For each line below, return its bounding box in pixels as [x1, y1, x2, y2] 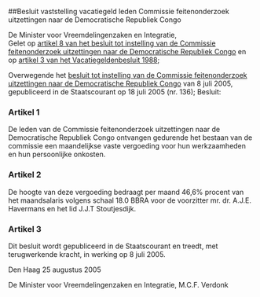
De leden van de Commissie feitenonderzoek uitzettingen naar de [8, 125, 221, 134]
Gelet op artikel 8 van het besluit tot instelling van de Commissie [8, 38, 216, 48]
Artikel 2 [8, 169, 42, 180]
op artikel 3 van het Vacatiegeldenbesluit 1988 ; [8, 55, 160, 64]
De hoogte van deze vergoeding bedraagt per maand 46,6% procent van [8, 187, 244, 196]
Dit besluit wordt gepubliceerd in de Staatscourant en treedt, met [8, 241, 218, 251]
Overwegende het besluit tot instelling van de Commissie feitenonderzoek [8, 71, 247, 79]
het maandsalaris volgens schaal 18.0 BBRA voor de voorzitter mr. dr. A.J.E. [8, 196, 251, 205]
